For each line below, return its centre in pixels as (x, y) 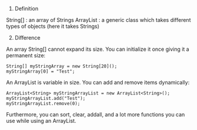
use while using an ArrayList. (41, 121)
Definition (26, 9)
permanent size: (26, 55)
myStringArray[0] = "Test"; (41, 71)
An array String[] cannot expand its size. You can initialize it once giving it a (98, 49)
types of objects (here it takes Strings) (53, 26)
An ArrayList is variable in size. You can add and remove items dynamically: (98, 82)
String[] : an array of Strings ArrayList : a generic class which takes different (98, 20)
